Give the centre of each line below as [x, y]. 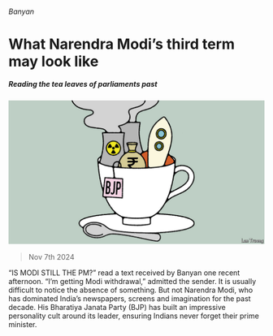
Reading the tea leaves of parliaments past [83, 84]
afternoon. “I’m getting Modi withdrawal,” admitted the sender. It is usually [132, 282]
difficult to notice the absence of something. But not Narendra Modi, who [131, 290]
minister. [23, 325]
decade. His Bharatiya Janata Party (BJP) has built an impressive [117, 308]
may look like [54, 61]
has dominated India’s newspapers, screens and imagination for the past [130, 299]
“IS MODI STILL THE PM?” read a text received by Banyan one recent [124, 273]
